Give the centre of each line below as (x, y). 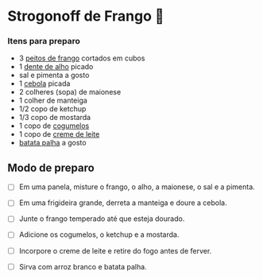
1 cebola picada (44, 83)
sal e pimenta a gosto (54, 76)
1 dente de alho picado (56, 67)
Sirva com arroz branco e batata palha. (83, 266)
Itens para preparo (44, 41)
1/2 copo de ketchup (52, 109)
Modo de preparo (51, 167)
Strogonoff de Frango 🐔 (86, 16)
